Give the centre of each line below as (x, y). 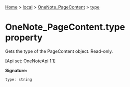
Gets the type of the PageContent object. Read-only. (59, 51)
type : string (19, 79)
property (24, 38)
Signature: (16, 70)
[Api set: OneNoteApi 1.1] (30, 61)
